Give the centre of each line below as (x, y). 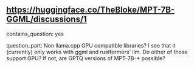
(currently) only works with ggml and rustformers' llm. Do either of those (97, 52)
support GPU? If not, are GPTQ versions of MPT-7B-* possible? (86, 58)
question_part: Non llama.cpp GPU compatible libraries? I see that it (91, 45)
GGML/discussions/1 (47, 20)
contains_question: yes (35, 34)
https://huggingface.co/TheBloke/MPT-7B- (91, 10)
